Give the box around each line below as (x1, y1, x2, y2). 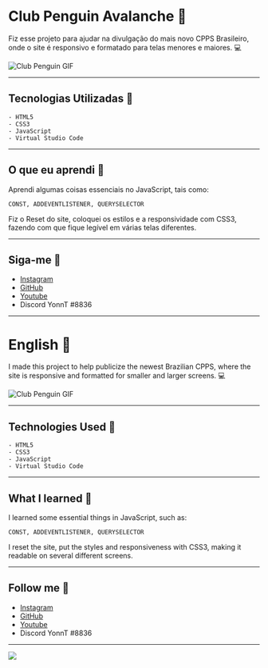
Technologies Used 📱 (8, 420, 116, 434)
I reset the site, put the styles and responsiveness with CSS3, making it (8, 542, 242, 551)
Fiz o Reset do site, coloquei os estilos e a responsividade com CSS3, (8, 214, 237, 223)
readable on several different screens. (8, 550, 133, 560)
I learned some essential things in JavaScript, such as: (8, 512, 187, 522)
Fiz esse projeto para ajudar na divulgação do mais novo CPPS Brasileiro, (8, 34, 250, 43)
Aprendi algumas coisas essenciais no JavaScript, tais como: (8, 184, 210, 194)
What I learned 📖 (8, 491, 93, 505)
